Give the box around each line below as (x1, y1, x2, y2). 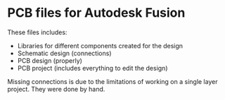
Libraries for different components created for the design (17, 41, 184, 50)
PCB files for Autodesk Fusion (7, 5, 186, 21)
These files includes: (7, 28, 67, 36)
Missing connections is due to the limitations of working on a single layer (7, 77, 218, 85)
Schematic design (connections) (17, 49, 112, 57)
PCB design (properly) (17, 56, 83, 64)
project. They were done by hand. (7, 85, 105, 93)
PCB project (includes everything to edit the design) (17, 64, 168, 72)
